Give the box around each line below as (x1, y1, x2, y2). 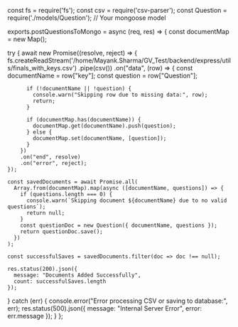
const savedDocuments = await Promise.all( (7, 178, 139, 186)
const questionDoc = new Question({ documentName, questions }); (20, 222, 218, 229)
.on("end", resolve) (20, 154, 81, 161)
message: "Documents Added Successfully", (13, 272, 141, 279)
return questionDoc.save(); (20, 228, 103, 235)
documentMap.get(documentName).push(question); (33, 122, 176, 129)
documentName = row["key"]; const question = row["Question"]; (7, 71, 198, 80)
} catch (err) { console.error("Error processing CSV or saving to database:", (7, 296, 228, 305)
